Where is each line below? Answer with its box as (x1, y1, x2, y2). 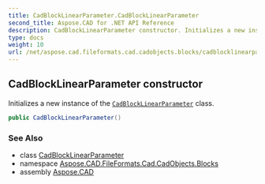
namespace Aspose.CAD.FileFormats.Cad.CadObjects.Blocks (19, 159, 219, 168)
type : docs (8, 33, 44, 42)
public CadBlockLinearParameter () (8, 114, 122, 122)
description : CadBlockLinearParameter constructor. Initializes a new (8, 26, 245, 34)
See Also (8, 132, 43, 143)
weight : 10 (8, 41, 44, 49)
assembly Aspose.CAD (19, 167, 95, 176)
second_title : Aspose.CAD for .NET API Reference (8, 19, 175, 27)
